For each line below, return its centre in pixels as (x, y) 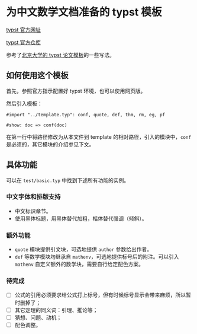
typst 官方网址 (24, 30)
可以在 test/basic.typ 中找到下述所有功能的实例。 (68, 180)
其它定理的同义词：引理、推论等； (56, 310)
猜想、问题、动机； (38, 317)
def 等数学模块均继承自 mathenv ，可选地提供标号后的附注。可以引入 (97, 257)
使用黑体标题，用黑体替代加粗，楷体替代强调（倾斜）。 (81, 218)
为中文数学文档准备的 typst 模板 (84, 12)
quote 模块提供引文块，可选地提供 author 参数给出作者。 (83, 249)
